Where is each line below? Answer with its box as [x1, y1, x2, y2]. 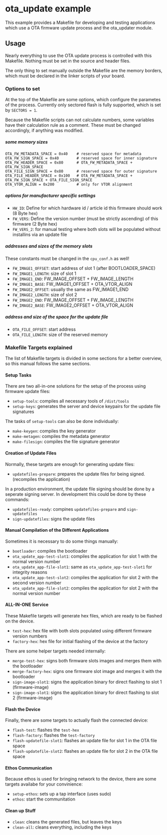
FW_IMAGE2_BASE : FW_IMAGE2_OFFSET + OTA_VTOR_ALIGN [12, 302, 134, 308]
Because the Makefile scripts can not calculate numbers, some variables [5, 117, 155, 123]
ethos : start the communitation [12, 796, 76, 802]
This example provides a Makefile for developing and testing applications [5, 19, 156, 25]
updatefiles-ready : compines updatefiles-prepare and [12, 506, 126, 512]
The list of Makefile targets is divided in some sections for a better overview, [5, 355, 162, 362]
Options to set [5, 85, 40, 92]
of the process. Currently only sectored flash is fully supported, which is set [5, 102, 161, 108]
